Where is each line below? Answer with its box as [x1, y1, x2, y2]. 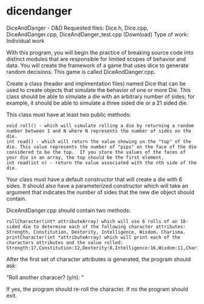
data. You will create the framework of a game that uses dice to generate [6, 62, 189, 69]
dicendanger [6, 4, 72, 18]
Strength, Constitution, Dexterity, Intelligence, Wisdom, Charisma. [6, 229, 186, 235]
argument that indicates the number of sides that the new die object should [6, 188, 195, 196]
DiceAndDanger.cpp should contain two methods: [6, 207, 131, 214]
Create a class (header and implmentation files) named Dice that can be [6, 80, 186, 87]
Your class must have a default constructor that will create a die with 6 [6, 176, 183, 183]
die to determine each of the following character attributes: [22, 223, 186, 230]
